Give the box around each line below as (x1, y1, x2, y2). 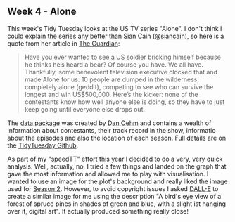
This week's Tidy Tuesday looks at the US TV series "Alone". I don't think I (7, 24, 222, 32)
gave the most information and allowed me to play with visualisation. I (7, 169, 209, 178)
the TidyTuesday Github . (7, 141, 79, 150)
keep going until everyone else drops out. (24, 105, 146, 113)
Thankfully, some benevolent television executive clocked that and (24, 67, 218, 76)
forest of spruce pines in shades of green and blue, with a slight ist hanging (7, 200, 227, 208)
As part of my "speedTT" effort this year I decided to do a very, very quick (7, 155, 223, 163)
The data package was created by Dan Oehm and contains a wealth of (7, 119, 212, 127)
